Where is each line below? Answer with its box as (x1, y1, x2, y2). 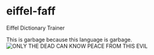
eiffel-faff (6, 4, 56, 18)
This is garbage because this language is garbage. (6, 36, 132, 43)
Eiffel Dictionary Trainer (6, 24, 65, 31)
